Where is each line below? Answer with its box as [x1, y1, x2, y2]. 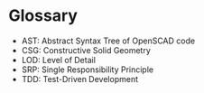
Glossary [8, 5, 79, 26]
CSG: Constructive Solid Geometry [21, 44, 151, 55]
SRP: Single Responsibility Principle [21, 64, 154, 75]
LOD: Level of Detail [21, 54, 97, 65]
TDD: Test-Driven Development [21, 73, 139, 84]
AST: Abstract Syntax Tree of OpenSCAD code [21, 35, 196, 46]
